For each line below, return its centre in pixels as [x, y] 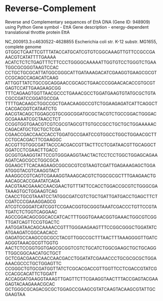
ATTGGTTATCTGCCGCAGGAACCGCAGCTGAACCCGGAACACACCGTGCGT [80, 83]
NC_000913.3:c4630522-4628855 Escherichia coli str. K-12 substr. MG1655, [81, 41]
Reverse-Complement [50, 8]
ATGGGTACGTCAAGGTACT [32, 170]
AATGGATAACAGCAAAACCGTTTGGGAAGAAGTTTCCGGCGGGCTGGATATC [81, 227]
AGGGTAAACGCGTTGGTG [32, 243]
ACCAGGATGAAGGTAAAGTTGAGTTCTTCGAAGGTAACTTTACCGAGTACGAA [81, 279]
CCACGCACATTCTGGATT [31, 274]
